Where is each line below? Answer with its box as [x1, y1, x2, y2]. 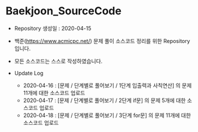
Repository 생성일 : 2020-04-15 [14, 24, 92, 32]
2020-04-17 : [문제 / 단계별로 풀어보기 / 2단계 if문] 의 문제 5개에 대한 [23, 97, 186, 104]
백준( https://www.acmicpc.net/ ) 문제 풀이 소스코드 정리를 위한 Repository [14, 37, 190, 44]
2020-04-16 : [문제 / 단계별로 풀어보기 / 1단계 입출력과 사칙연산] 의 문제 [23, 82, 192, 89]
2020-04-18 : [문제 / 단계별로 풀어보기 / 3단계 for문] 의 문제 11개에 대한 [23, 112, 191, 119]
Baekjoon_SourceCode [5, 4, 122, 18]
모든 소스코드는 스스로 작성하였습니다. [14, 57, 103, 65]
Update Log [14, 69, 44, 76]
